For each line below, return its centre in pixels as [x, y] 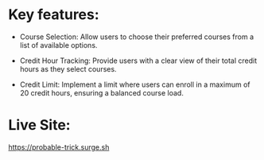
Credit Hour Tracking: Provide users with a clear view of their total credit [138, 60]
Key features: [54, 15]
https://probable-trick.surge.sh [59, 147]
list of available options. [58, 45]
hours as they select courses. [68, 68]
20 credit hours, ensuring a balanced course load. [102, 92]
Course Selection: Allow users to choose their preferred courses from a [137, 37]
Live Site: [39, 125]
